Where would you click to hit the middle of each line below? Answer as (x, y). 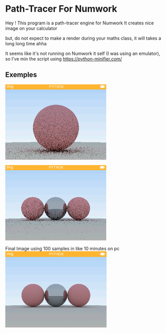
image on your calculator (31, 28)
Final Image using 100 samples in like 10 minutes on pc (62, 248)
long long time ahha (26, 43)
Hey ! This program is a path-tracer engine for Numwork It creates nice (79, 23)
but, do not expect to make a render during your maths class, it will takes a (83, 38)
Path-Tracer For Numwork (61, 9)
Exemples (21, 75)
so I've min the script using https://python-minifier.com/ (64, 58)
